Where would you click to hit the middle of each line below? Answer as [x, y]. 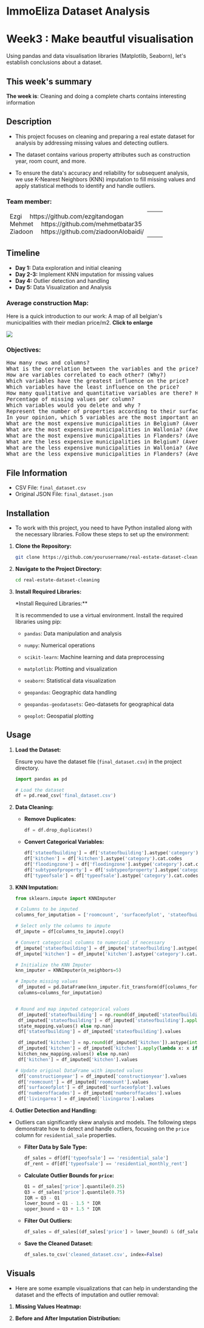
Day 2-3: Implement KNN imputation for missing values [84, 274]
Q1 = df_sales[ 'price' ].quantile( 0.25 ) [75, 1186]
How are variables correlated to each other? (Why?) [87, 375]
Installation [28, 513]
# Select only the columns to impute [63, 926]
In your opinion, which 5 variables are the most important [98, 417]
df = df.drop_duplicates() [58, 830]
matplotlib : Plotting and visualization [70, 669]
